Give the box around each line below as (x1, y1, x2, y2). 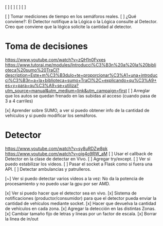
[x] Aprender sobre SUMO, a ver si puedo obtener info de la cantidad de (5, 107, 150, 113)
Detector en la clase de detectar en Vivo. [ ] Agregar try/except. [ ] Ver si (5, 156, 151, 161)
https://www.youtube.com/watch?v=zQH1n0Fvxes (5, 57, 106, 63)
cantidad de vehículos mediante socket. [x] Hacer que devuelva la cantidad (5, 200, 157, 206)
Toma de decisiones (5, 41, 88, 52)
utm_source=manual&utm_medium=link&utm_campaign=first (5, 87, 127, 94)
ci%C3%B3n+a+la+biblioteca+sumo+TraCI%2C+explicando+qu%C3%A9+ (5, 77, 157, 83)
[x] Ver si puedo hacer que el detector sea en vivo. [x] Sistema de (5, 190, 137, 196)
